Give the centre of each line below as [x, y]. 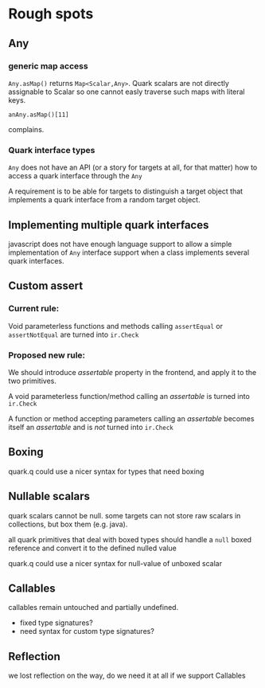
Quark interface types [52, 150]
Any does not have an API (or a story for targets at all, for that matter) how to [133, 167]
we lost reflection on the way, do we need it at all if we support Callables [127, 676]
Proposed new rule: [47, 355]
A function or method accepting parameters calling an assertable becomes [131, 418]
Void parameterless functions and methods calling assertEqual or [115, 326]
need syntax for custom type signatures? [87, 631]
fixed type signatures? [56, 623]
